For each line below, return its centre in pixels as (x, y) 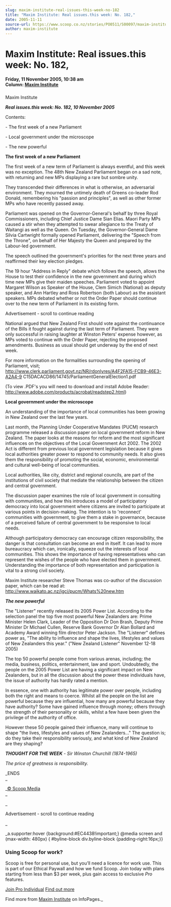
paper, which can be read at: (35, 586)
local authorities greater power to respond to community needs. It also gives (85, 454)
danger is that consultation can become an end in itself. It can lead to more (84, 543)
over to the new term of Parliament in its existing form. (62, 304)
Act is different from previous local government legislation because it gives (84, 448)
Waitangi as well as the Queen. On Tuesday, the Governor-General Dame (81, 230)
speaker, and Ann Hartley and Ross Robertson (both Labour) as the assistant (85, 293)
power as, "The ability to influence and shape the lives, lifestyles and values (85, 638)
